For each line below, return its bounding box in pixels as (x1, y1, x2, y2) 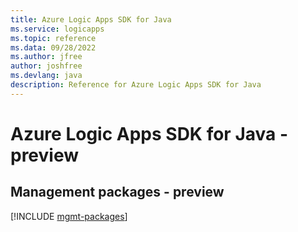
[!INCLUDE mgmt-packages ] (10, 210, 128, 222)
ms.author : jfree (10, 52, 83, 62)
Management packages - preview (10, 184, 225, 201)
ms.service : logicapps (10, 24, 105, 34)
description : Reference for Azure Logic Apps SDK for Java (10, 80, 262, 90)
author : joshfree (10, 61, 83, 71)
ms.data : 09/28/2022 (10, 42, 97, 53)
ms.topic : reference (10, 33, 97, 43)
